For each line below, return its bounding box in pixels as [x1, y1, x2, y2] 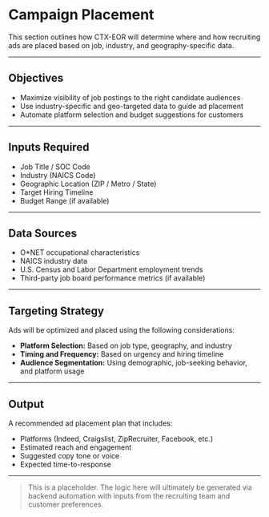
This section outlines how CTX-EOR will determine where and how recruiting [8, 32, 261, 42]
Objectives [8, 71, 64, 85]
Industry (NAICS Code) [19, 170, 96, 180]
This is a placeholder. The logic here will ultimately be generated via [27, 483, 252, 492]
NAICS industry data [19, 256, 88, 266]
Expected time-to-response [19, 459, 112, 469]
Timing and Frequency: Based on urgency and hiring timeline [19, 349, 224, 359]
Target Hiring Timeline [19, 187, 94, 197]
